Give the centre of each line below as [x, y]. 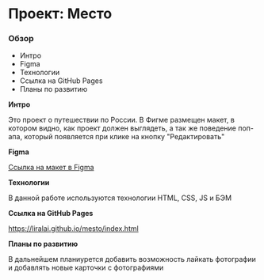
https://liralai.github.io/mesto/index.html [73, 229]
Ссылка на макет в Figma [51, 168]
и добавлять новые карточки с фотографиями [86, 268]
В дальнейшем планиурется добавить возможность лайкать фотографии [132, 259]
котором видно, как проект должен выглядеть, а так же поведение [122, 128]
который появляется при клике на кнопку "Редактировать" [124, 137]
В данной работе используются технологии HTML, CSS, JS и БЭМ [120, 198]
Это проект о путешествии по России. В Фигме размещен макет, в [122, 120]
